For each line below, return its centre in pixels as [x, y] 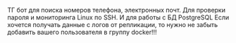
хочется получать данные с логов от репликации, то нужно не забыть [113, 25]
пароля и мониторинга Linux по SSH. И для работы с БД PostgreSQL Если [118, 17]
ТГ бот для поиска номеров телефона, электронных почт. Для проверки [116, 10]
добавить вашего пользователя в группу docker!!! [82, 32]
